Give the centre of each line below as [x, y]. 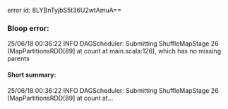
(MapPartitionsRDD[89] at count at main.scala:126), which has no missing [114, 51]
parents [18, 58]
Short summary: [32, 75]
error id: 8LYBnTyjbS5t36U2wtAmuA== [65, 10]
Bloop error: [28, 28]
